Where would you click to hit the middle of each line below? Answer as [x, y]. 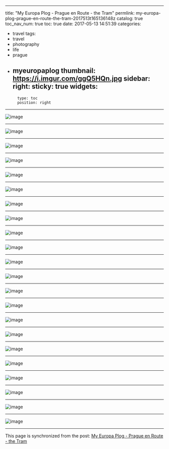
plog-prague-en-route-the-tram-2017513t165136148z [60, 18]
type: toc [27, 98]
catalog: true [130, 18]
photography [26, 44]
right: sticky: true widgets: [55, 87]
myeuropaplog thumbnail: [54, 71]
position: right [34, 102]
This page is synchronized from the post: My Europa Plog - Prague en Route [84, 436]
